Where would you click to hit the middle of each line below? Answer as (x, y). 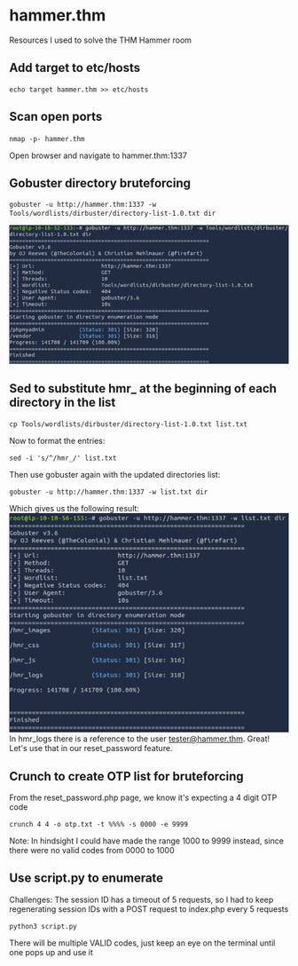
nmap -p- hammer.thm (47, 139)
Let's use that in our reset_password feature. (91, 748)
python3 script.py (43, 926)
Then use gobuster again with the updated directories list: (115, 474)
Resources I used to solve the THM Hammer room (101, 40)
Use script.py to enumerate (86, 879)
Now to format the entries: (57, 440)
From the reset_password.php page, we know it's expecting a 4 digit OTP (143, 798)
